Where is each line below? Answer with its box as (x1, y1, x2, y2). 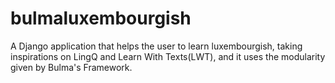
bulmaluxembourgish (10, 7, 192, 30)
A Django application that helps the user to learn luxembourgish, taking (10, 40, 303, 52)
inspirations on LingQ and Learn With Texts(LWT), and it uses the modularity (10, 50, 326, 62)
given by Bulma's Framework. (10, 61, 133, 73)
